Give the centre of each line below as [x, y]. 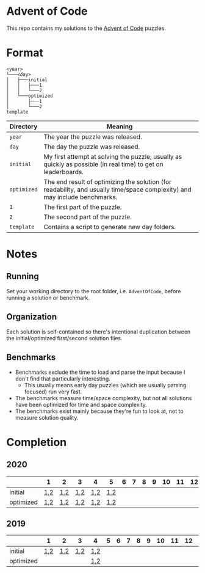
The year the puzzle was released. [93, 137]
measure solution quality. [47, 417]
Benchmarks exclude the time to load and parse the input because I [100, 372]
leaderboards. [64, 172]
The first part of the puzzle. [83, 207]
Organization [31, 317]
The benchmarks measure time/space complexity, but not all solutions [103, 398]
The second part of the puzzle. [88, 217]
